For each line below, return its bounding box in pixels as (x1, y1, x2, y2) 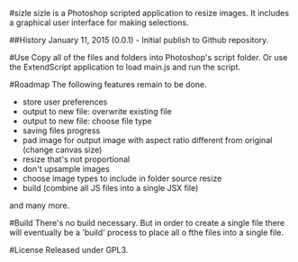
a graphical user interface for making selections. (9, 17, 189, 28)
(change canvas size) (22, 144, 103, 155)
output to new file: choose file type (22, 116, 152, 126)
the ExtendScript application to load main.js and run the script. (9, 62, 241, 72)
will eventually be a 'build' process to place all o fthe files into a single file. (9, 227, 284, 238)
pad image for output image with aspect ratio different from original (22, 135, 273, 145)
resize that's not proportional (22, 154, 131, 165)
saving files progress (22, 125, 101, 136)
